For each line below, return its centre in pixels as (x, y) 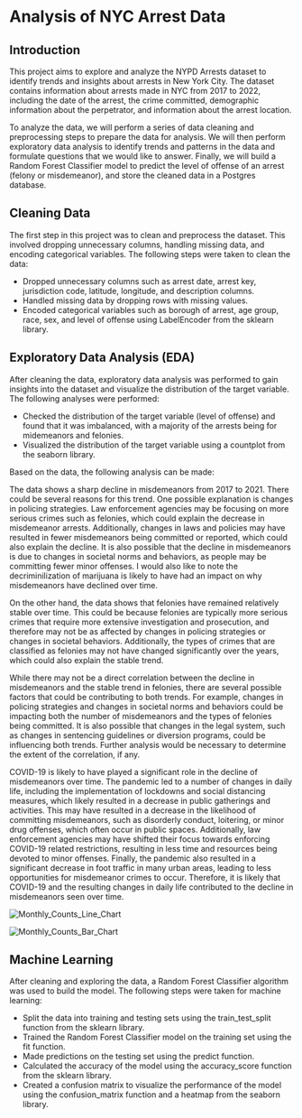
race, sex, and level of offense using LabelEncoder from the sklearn (148, 319)
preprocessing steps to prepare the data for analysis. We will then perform (147, 137)
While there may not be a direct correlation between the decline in (132, 678)
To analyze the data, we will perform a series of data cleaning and (132, 127)
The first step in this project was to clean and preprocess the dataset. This (147, 235)
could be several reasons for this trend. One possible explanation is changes (151, 499)
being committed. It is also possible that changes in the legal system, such (147, 725)
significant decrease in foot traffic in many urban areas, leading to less (141, 867)
